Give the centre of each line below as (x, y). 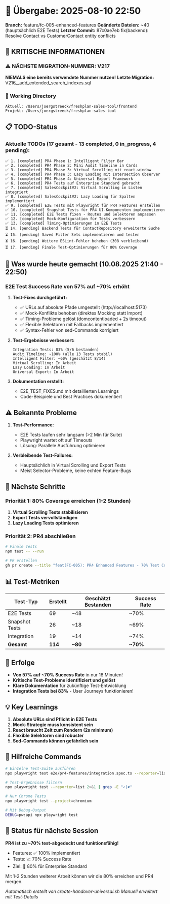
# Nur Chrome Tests (26, 796)
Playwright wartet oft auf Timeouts (56, 440)
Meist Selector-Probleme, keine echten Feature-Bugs (76, 471)
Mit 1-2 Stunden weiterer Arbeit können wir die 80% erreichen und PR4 (79, 876)
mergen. (14, 881)
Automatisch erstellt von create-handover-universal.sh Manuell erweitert (81, 891)
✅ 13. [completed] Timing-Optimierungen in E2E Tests (63, 223)
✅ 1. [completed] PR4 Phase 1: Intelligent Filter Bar (65, 161)
